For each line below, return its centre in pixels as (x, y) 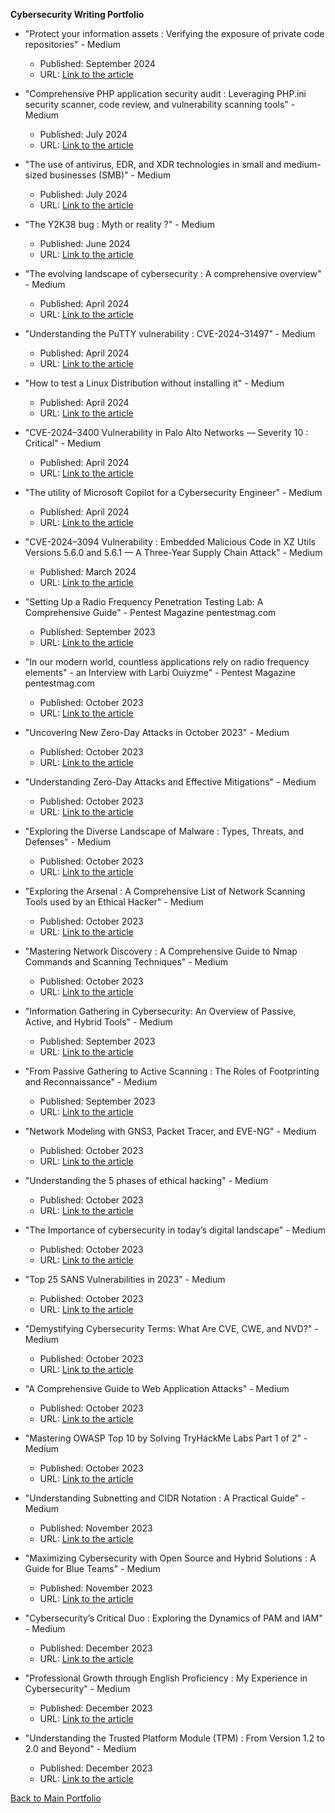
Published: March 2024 (88, 572)
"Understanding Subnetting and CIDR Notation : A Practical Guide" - (165, 1498)
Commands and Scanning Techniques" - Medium (126, 962)
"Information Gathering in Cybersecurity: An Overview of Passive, (160, 1011)
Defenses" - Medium (68, 842)
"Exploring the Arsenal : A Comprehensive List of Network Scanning (165, 891)
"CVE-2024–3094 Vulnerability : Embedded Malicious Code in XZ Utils (170, 542)
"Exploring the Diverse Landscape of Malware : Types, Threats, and (164, 831)
